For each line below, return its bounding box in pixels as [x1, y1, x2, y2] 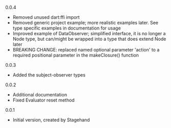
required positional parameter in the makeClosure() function [12, 52, 139, 58]
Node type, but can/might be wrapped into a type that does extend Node [12, 36, 166, 42]
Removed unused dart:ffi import [12, 14, 80, 20]
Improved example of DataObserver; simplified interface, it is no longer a [12, 31, 166, 36]
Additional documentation [12, 92, 67, 97]
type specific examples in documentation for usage [12, 25, 121, 31]
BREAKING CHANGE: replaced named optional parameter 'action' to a [12, 47, 160, 53]
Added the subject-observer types [12, 72, 86, 78]
